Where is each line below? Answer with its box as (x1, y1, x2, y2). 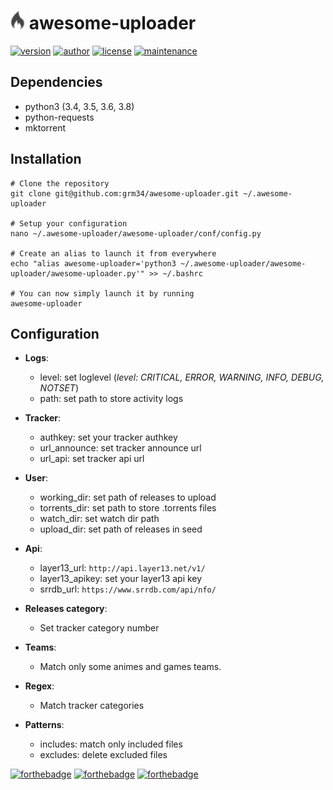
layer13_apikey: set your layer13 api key (39, 573, 203, 585)
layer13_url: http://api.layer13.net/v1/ (39, 562, 206, 574)
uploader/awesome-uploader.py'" (10, 268, 145, 279)
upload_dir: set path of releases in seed (39, 523, 203, 535)
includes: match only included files (39, 738, 183, 750)
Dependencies (10, 74, 103, 91)
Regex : (24, 680, 55, 692)
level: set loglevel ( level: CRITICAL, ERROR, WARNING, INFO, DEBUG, (39, 371, 325, 384)
